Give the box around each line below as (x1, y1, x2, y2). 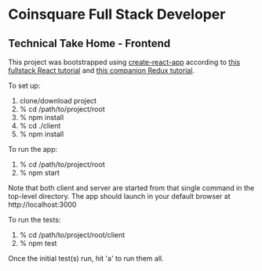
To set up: (8, 81, 41, 90)
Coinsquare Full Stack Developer (8, 5, 226, 23)
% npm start (19, 168, 60, 177)
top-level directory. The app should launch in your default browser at (8, 192, 231, 201)
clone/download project (19, 96, 96, 105)
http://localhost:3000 (8, 200, 77, 209)
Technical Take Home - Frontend (8, 37, 171, 50)
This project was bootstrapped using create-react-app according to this (8, 57, 241, 67)
